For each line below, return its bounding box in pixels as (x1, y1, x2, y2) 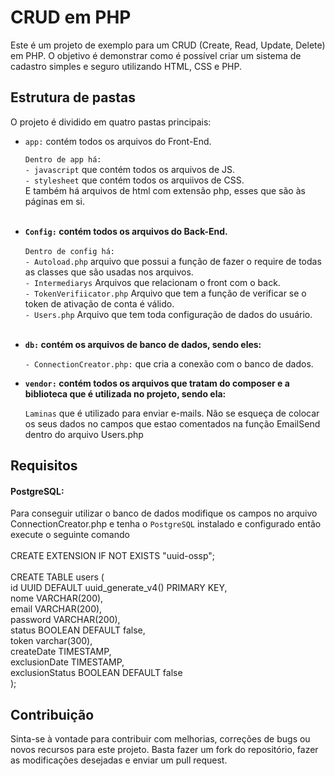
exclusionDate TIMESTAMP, (10, 656, 125, 668)
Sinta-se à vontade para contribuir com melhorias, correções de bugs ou (10, 733, 311, 745)
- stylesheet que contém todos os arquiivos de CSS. (24, 174, 245, 186)
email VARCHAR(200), (10, 603, 103, 615)
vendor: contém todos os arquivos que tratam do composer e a (24, 377, 290, 389)
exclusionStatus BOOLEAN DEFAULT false (10, 667, 183, 679)
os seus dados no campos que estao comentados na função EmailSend (24, 417, 321, 430)
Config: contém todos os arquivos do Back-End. (24, 225, 228, 237)
